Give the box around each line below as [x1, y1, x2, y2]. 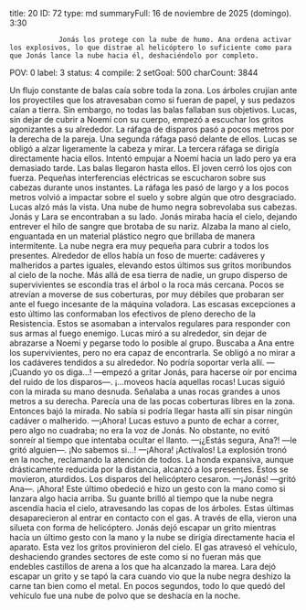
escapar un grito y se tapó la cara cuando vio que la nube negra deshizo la [9, 571, 291, 582]
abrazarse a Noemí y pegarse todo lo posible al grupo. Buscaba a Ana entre [9, 337, 295, 348]
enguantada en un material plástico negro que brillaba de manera [9, 230, 256, 241]
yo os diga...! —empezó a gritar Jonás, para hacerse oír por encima [43, 367, 298, 378]
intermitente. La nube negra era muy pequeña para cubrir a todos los [9, 241, 269, 251]
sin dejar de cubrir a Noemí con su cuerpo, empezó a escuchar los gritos [9, 114, 284, 124]
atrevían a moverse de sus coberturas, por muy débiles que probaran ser [9, 289, 285, 300]
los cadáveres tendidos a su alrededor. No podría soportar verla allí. [9, 357, 265, 368]
